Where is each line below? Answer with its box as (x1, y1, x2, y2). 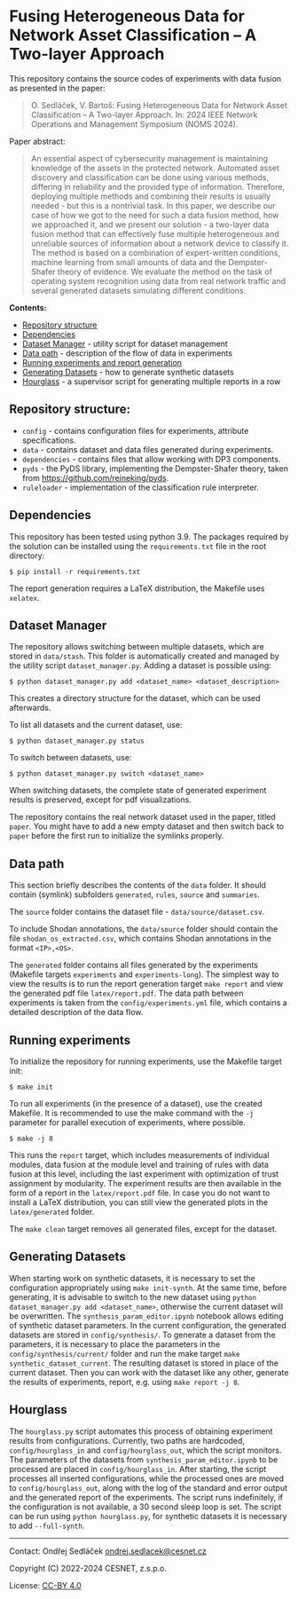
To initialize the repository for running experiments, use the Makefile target (9, 1056, 282, 1067)
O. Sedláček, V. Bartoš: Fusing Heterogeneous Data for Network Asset (30, 99, 288, 110)
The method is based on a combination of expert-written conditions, (30, 247, 281, 258)
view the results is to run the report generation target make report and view (9, 979, 284, 989)
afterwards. (9, 703, 51, 713)
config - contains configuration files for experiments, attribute (21, 425, 249, 436)
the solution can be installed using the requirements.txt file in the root (9, 540, 267, 551)
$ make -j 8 (9, 1134, 53, 1143)
